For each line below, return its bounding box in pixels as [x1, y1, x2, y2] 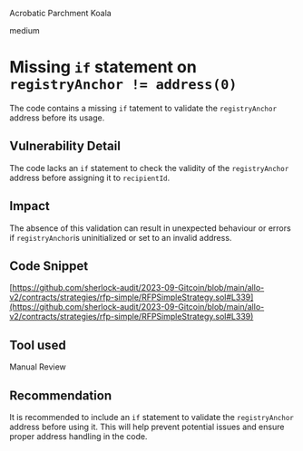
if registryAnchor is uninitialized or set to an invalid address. [9, 232, 232, 243]
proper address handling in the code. [9, 431, 148, 442]
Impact [9, 198, 50, 214]
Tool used [9, 337, 66, 352]
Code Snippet [9, 258, 89, 273]
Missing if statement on [9, 57, 197, 78]
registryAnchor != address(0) [9, 76, 238, 93]
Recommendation [9, 388, 112, 403]
